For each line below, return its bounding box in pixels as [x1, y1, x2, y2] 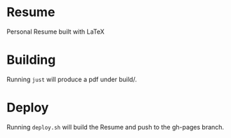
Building [6, 52, 56, 68]
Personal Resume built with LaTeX [6, 27, 105, 36]
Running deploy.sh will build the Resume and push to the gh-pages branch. [6, 123, 225, 131]
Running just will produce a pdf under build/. [6, 75, 138, 83]
